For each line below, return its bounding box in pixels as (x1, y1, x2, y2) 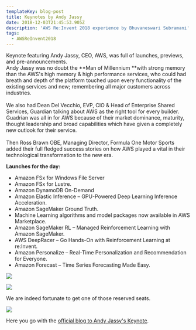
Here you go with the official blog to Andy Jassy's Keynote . (6, 317, 149, 324)
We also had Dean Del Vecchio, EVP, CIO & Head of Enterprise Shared (6, 102, 176, 108)
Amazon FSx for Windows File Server (14, 174, 105, 181)
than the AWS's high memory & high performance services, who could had (6, 71, 186, 77)
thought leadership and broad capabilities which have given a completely (6, 121, 183, 127)
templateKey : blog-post (6, 8, 64, 15)
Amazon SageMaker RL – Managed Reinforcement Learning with (14, 224, 171, 231)
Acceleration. (14, 199, 47, 206)
